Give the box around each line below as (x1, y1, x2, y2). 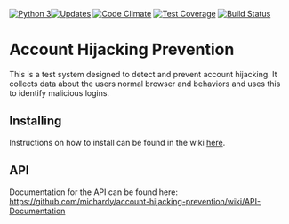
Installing (9, 114, 62, 129)
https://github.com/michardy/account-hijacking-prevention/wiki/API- (9, 196, 261, 206)
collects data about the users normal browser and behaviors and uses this (9, 78, 281, 89)
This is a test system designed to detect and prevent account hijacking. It (9, 68, 277, 79)
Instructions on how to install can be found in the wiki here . (9, 137, 226, 148)
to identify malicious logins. (9, 87, 109, 98)
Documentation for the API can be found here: (9, 187, 178, 197)
